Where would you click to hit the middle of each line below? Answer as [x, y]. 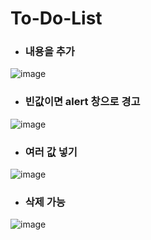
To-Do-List [56, 18]
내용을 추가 [49, 52]
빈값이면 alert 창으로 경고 [82, 102]
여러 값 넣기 [51, 152]
